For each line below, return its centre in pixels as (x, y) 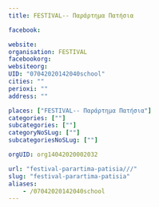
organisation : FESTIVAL (48, 52)
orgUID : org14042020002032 (53, 154)
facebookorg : (30, 59)
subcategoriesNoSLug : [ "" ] (53, 140)
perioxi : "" (28, 88)
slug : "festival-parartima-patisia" (69, 176)
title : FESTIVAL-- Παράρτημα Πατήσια (71, 16)
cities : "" (26, 81)
